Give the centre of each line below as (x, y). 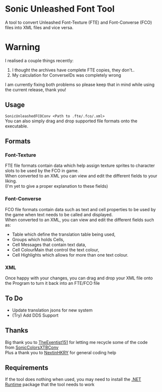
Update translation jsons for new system (52, 310)
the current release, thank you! (36, 90)
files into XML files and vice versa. (39, 27)
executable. (17, 126)
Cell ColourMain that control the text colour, (55, 250)
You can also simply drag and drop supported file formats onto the (71, 121)
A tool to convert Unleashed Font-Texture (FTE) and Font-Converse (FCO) (79, 22)
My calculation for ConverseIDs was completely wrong (66, 75)
